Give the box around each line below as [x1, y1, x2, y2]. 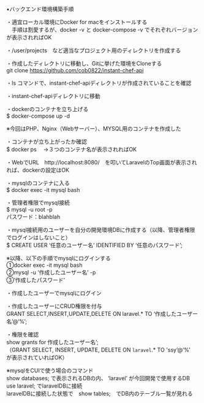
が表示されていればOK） [6, 354, 68, 361]
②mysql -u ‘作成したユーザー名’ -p [6, 269, 96, 276]
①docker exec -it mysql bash [6, 261, 83, 269]
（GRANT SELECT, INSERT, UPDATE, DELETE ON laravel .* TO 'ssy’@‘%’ [6, 346, 191, 353]
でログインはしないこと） [6, 234, 71, 241]
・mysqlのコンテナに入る [6, 180, 70, 186]
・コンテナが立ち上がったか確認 [6, 138, 87, 145]
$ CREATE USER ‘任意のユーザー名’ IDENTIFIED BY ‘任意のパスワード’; [6, 242, 183, 248]
